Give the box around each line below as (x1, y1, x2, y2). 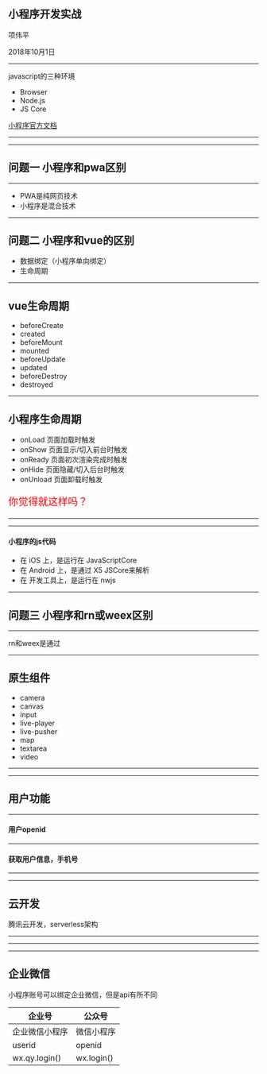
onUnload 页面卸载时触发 (19, 475, 103, 485)
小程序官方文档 (8, 120, 57, 129)
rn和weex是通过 (8, 639, 61, 648)
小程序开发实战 (8, 7, 82, 21)
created (19, 329, 46, 339)
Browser (19, 87, 48, 97)
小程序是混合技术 (19, 201, 76, 211)
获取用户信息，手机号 (8, 854, 78, 863)
